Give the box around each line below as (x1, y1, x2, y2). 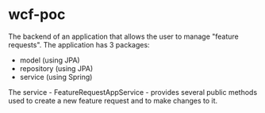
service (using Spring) (19, 72, 93, 81)
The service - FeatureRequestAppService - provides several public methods (8, 87, 258, 96)
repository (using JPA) (19, 63, 94, 73)
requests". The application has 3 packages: (8, 40, 150, 49)
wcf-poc (8, 6, 66, 24)
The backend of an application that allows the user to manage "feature (8, 32, 240, 41)
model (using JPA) (19, 55, 81, 65)
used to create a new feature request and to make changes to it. (8, 96, 218, 105)
